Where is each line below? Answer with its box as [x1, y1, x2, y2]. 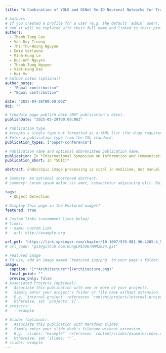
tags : [5, 189, 16, 194]
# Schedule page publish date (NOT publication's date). [5, 113, 125, 118]
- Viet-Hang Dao [9, 67, 43, 72]
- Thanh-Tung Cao [9, 35, 45, 40]
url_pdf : [5, 239, 23, 244]
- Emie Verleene [9, 48, 43, 54]
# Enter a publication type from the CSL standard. [5, 135, 114, 140]
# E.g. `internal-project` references [5, 294, 90, 299]
